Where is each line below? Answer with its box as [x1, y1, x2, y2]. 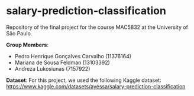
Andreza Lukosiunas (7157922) [14, 65, 90, 72]
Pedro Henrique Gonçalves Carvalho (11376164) [14, 52, 132, 59]
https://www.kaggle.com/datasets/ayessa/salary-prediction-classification [6, 82, 186, 90]
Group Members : [6, 41, 49, 48]
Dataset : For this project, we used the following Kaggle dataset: [6, 77, 161, 84]
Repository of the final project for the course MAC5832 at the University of [6, 24, 188, 31]
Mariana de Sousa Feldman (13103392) [14, 59, 111, 66]
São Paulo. [6, 29, 33, 37]
